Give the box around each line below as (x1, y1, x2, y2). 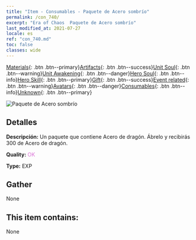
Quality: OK (6, 151, 36, 158)
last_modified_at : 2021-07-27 (6, 25, 81, 31)
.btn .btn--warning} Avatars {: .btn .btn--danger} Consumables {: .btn (6, 82, 170, 89)
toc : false (6, 42, 33, 48)
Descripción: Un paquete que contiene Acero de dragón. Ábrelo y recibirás (6, 133, 191, 140)
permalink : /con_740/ (6, 14, 60, 20)
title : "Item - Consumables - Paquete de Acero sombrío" (6, 8, 150, 15)
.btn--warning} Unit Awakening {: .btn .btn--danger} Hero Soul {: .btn (6, 69, 169, 77)
